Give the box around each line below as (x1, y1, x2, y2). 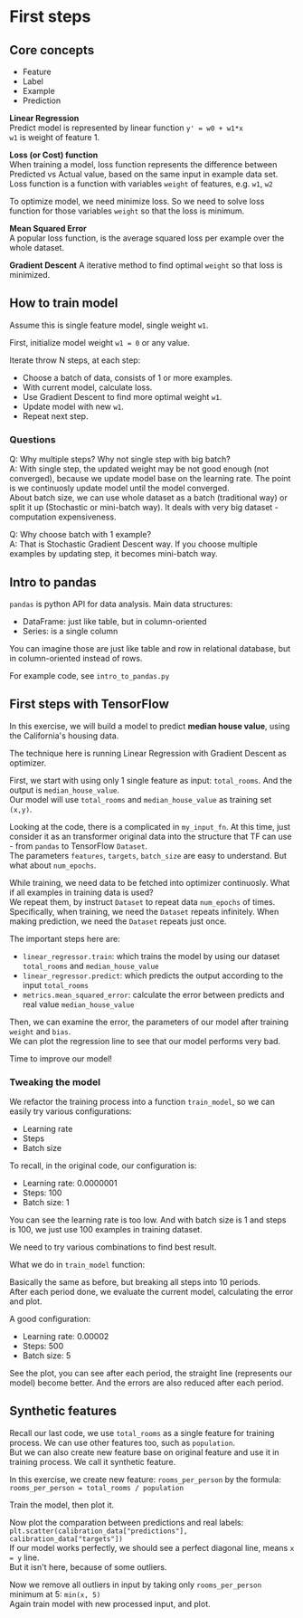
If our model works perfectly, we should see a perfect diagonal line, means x (9, 1542, 295, 1553)
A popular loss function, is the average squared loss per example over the (9, 233, 285, 243)
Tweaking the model (9, 1075, 101, 1088)
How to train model (9, 296, 118, 311)
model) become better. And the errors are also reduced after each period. (9, 1377, 284, 1388)
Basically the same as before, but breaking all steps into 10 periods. (9, 1277, 260, 1288)
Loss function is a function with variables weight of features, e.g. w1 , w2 (9, 178, 273, 189)
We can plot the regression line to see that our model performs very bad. (9, 1035, 281, 1046)
